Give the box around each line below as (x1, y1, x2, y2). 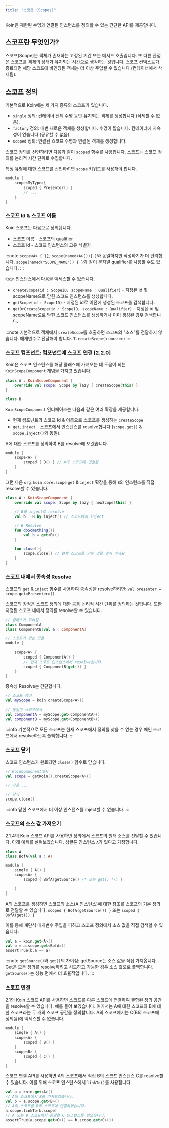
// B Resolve (14, 523, 42, 528)
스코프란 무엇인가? (5, 38, 59, 47)
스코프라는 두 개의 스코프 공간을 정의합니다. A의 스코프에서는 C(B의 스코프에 (10, 1009, 159, 1015)
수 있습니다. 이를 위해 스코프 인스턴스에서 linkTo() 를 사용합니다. (5, 1079, 132, 1086)
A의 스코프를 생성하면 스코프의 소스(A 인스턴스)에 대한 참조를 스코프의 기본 (5, 901, 152, 907)
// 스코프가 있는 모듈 (5, 636, 44, 641)
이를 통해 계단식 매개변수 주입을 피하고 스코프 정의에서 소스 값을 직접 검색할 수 (5, 922, 158, 928)
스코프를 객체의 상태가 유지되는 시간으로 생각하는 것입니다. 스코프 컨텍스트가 (10, 59, 160, 65)
